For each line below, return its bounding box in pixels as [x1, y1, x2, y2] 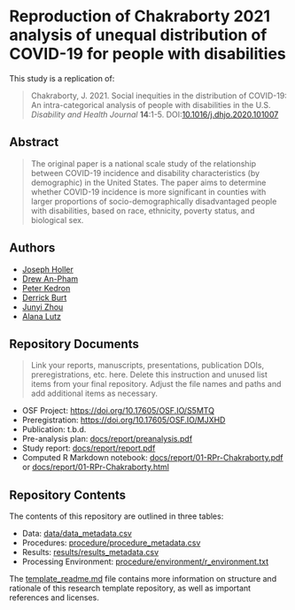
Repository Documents [9, 336, 139, 351]
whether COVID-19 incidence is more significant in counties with [30, 186, 267, 197]
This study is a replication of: [9, 73, 115, 83]
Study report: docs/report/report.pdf [21, 443, 156, 453]
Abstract [9, 135, 59, 150]
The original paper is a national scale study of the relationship [30, 158, 257, 169]
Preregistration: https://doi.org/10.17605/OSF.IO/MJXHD [21, 414, 226, 426]
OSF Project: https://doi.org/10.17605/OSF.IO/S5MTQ [21, 405, 215, 416]
